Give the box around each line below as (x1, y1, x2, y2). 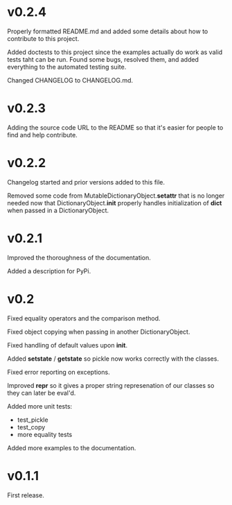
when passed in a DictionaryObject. (7, 206, 109, 214)
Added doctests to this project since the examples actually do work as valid (7, 48, 223, 56)
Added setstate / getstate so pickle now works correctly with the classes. (7, 354, 220, 363)
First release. (7, 490, 45, 499)
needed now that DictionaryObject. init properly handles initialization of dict (7, 198, 222, 207)
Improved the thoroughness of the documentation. (7, 253, 151, 262)
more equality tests (17, 430, 73, 438)
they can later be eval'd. (7, 388, 76, 397)
